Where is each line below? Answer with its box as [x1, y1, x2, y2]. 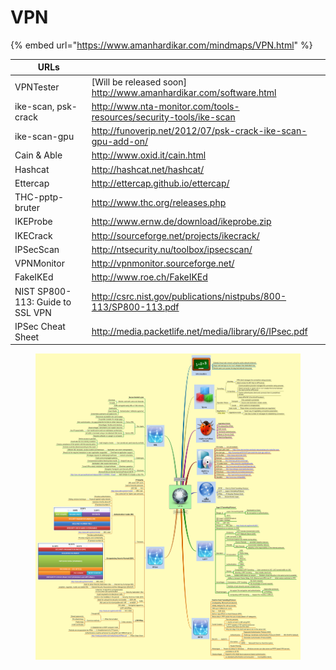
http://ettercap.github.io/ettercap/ [91, 177, 230, 189]
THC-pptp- [14, 191, 65, 203]
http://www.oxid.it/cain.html [91, 149, 207, 161]
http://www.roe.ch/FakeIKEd [91, 271, 208, 283]
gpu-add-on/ [91, 136, 149, 148]
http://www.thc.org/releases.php [91, 196, 227, 208]
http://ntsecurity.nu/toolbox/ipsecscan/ [91, 243, 253, 255]
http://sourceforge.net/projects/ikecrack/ [91, 229, 260, 241]
